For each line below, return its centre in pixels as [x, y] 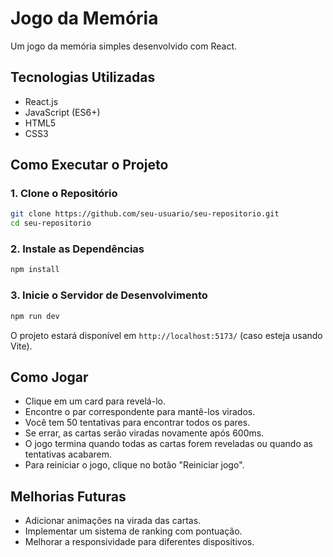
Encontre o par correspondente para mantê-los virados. [140, 412]
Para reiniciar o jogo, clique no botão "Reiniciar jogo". [134, 465]
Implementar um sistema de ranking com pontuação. [133, 531]
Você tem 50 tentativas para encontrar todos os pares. [137, 423]
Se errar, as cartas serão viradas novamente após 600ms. [144, 433]
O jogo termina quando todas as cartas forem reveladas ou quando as [168, 444]
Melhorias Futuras [68, 496]
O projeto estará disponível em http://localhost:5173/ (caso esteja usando [166, 335]
